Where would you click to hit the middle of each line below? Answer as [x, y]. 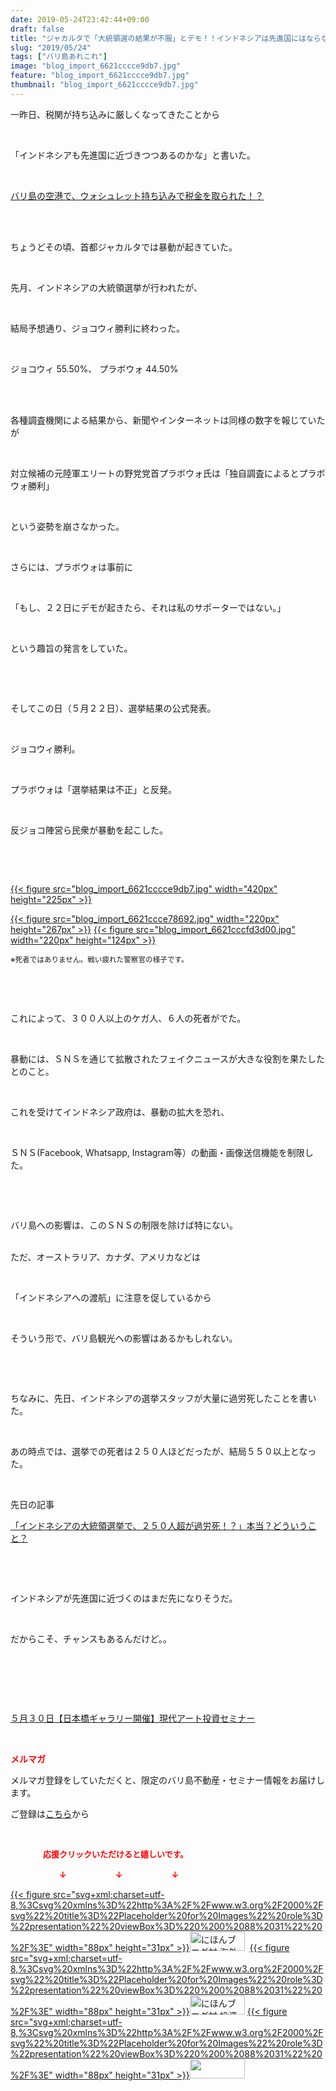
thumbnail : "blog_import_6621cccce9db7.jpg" [104, 85]
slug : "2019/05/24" [51, 47]
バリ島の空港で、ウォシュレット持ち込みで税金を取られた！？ [137, 195]
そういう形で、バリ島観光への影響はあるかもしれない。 [124, 1338]
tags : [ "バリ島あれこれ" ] [59, 57]
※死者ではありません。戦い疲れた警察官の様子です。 [99, 959]
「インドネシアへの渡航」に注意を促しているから [111, 1297]
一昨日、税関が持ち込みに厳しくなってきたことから [115, 114]
